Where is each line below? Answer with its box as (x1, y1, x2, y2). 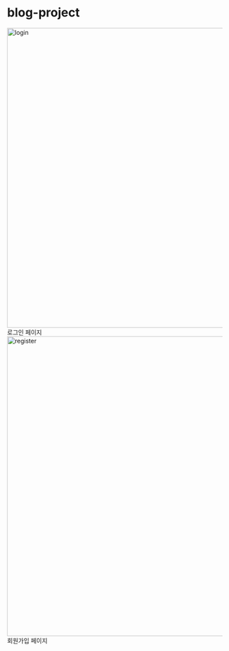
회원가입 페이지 (7, 636, 48, 645)
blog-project (7, 5, 80, 21)
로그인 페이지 (7, 328, 42, 336)
